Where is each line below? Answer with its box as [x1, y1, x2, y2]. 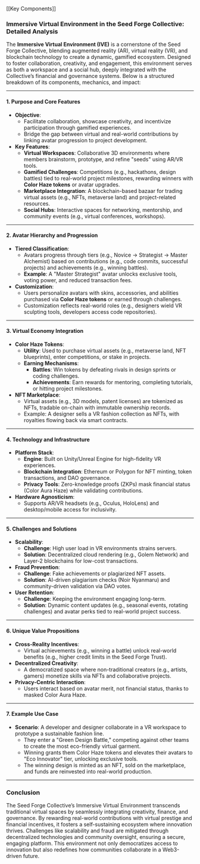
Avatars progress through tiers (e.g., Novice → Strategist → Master [23, 251, 187, 258]
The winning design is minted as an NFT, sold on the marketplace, [23, 762, 186, 769]
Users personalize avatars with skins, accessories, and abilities [23, 289, 179, 297]
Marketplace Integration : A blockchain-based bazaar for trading [23, 187, 183, 194]
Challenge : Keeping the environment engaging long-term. [23, 595, 167, 603]
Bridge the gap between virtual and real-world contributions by [23, 130, 179, 138]
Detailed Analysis [6, 27, 58, 35]
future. [23, 853, 40, 860]
